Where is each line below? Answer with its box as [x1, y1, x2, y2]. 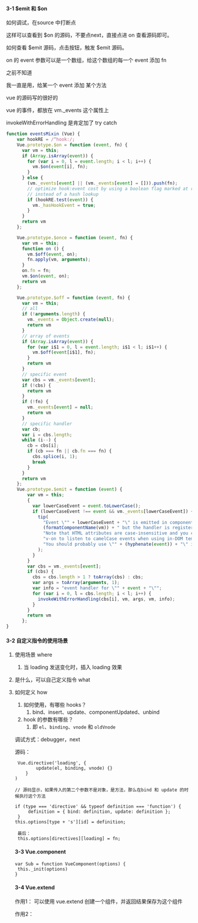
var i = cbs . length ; [21, 431, 72, 438]
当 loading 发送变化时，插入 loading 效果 [23, 664, 123, 671]
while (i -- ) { [21, 437, 57, 443]
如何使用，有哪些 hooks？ [23, 701, 87, 708]
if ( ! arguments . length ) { [21, 311, 85, 317]
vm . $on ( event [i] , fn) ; [32, 164, 88, 170]
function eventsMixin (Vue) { [6, 131, 81, 137]
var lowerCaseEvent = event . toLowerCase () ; [32, 503, 141, 509]
